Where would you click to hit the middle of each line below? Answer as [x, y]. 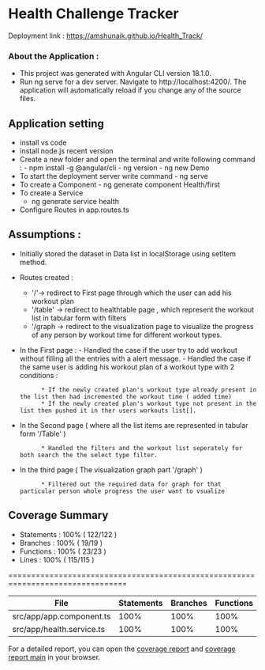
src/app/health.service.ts [58, 629]
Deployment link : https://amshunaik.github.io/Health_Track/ [106, 36]
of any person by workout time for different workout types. [127, 335]
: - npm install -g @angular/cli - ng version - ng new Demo [115, 168]
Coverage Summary [58, 515]
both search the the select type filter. [88, 455]
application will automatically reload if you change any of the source [131, 90]
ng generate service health [75, 202]
